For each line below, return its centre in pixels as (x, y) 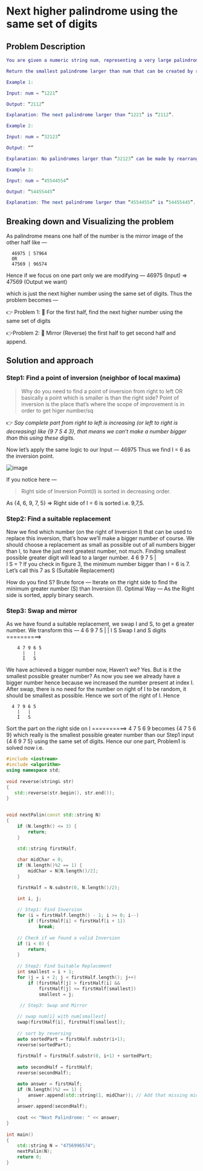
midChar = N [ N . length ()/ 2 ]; (63, 871)
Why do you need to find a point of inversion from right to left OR (102, 391)
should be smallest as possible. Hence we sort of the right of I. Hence (93, 696)
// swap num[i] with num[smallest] (62, 1016)
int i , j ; (30, 898)
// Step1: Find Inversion (50, 910)
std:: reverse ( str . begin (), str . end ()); (64, 793)
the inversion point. (30, 456)
